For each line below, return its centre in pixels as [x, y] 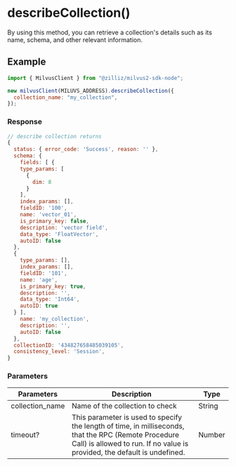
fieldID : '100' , [44, 208]
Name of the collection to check [124, 406]
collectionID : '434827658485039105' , [69, 345]
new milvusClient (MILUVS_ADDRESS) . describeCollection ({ [91, 91]
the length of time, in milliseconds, [128, 426]
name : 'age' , [39, 280]
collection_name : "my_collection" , [66, 97]
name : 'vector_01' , [48, 215]
